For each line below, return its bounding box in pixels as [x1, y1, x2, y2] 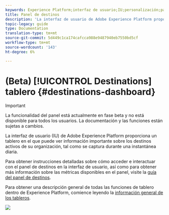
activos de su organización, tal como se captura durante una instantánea [5, 144, 156, 150]
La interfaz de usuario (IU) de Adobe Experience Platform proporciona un [5, 133, 157, 139]
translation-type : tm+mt [5, 31, 57, 36]
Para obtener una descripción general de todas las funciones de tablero [5, 184, 154, 190]
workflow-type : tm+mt [5, 40, 51, 45]
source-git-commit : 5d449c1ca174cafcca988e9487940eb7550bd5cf [5, 36, 138, 41]
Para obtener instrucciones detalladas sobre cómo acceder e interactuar [5, 159, 156, 165]
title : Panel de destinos [5, 12, 59, 17]
